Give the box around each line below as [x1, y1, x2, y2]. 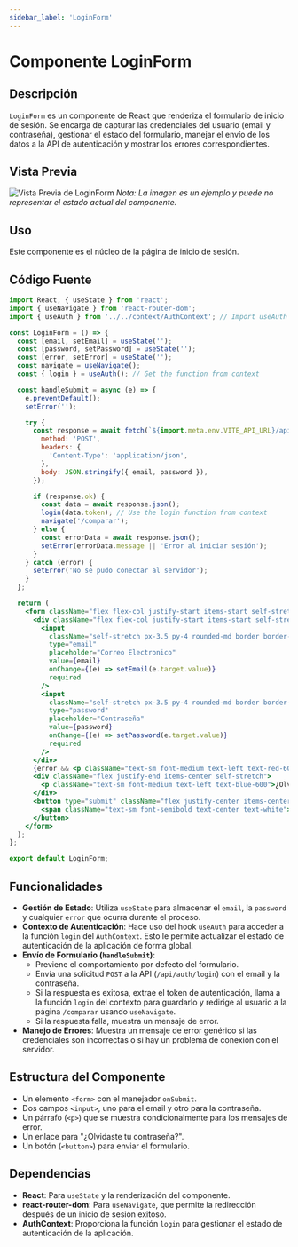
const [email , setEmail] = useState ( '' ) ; [17, 337, 173, 346]
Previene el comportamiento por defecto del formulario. [35, 959, 239, 969]
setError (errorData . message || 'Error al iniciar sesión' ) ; [41, 541, 268, 551]
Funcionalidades [9, 878, 104, 894]
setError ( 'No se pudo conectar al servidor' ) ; [32, 566, 208, 576]
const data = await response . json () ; [41, 500, 180, 509]
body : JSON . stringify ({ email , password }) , [41, 467, 208, 476]
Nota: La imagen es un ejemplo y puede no [115, 187, 274, 198]
